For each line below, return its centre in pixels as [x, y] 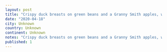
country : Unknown [23, 28]
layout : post [19, 10]
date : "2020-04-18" [25, 19]
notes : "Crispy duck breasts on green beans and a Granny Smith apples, [82, 38]
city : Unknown [20, 24]
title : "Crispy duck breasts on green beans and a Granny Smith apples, [82, 14]
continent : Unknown [25, 33]
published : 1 [19, 42]
